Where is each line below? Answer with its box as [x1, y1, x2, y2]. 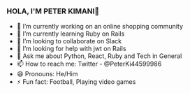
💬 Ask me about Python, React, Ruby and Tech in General [16, 52, 182, 60]
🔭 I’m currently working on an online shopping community [16, 22, 183, 31]
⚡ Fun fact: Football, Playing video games [16, 78, 136, 86]
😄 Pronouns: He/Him [16, 70, 78, 78]
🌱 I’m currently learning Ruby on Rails [16, 29, 125, 38]
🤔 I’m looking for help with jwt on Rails [16, 45, 126, 53]
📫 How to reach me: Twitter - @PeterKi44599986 [16, 59, 162, 69]
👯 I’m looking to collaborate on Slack [16, 37, 122, 45]
